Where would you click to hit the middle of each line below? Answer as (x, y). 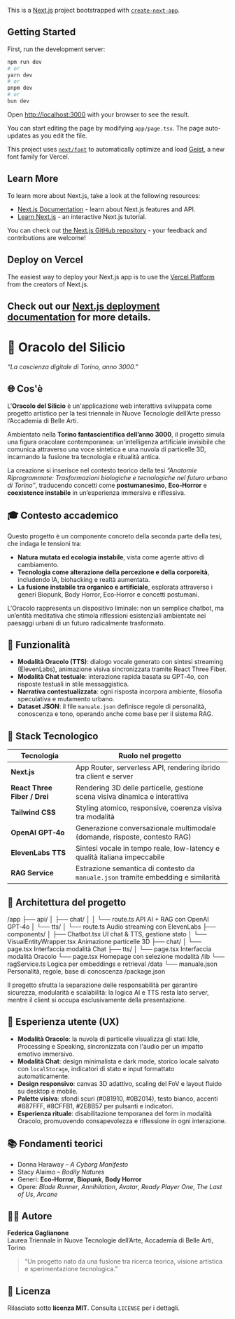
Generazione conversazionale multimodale (146, 828)
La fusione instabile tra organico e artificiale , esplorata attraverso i (115, 587)
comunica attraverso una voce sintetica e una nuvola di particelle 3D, (107, 449)
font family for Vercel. (38, 157)
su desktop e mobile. (48, 1091)
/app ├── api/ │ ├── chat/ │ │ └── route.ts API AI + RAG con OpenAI (108, 919)
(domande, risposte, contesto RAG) (134, 837)
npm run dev (24, 62)
